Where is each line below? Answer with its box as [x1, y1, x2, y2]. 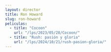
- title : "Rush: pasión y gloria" [9, 35, 80, 40]
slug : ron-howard [5, 16, 41, 21]
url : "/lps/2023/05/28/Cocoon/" [14, 30, 80, 35]
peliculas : [5, 21, 28, 26]
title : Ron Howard [5, 12, 43, 17]
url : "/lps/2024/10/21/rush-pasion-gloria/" [14, 40, 107, 45]
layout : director [5, 7, 41, 12]
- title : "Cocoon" [9, 26, 48, 31]
